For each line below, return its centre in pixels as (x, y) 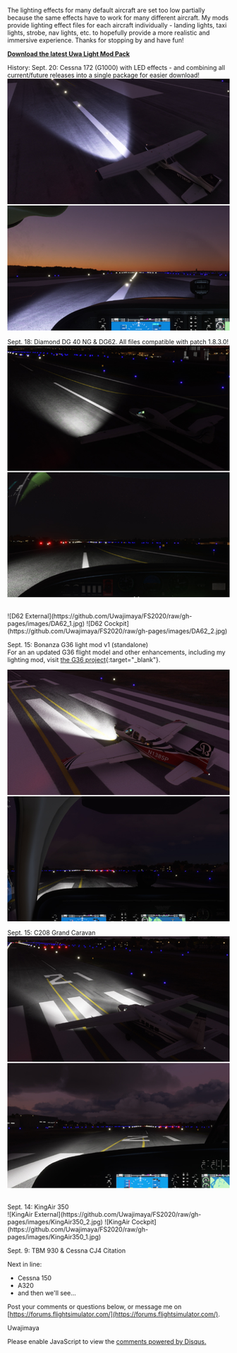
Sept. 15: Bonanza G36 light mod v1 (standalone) (78, 645)
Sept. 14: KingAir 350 (38, 1207)
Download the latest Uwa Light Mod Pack (69, 54)
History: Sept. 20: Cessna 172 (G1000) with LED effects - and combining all (116, 67)
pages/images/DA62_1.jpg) (46, 624)
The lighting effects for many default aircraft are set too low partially (107, 10)
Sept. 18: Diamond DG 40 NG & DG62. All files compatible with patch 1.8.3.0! (118, 342)
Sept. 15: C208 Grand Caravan (51, 933)
